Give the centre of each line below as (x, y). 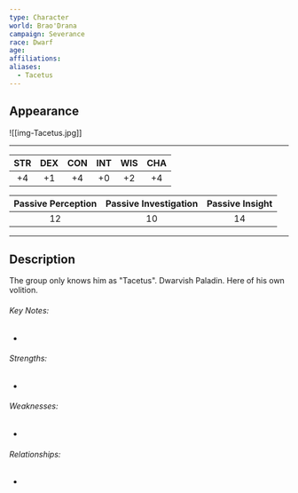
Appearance (44, 111)
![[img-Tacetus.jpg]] (46, 132)
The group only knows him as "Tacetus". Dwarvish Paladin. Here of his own (147, 281)
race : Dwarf (31, 42)
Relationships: (35, 454)
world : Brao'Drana (43, 26)
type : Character (39, 17)
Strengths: (28, 358)
